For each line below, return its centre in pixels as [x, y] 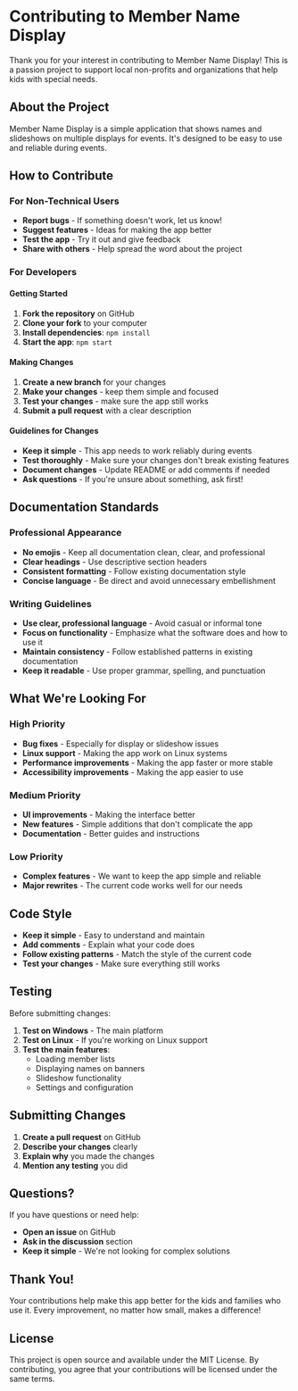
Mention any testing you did [75, 1165]
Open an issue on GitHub [69, 1232]
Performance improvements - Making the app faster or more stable [148, 762]
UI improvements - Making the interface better [109, 814]
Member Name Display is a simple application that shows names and [136, 129]
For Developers [43, 272]
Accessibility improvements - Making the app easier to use [132, 772]
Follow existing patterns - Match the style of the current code [137, 954]
